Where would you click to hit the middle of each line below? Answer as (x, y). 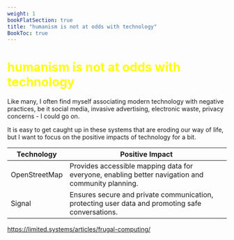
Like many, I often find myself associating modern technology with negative (116, 102)
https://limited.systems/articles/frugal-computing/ (79, 230)
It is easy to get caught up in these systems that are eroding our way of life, (116, 130)
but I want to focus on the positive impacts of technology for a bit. (102, 137)
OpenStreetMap (37, 175)
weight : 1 (22, 14)
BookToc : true (28, 33)
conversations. (94, 212)
